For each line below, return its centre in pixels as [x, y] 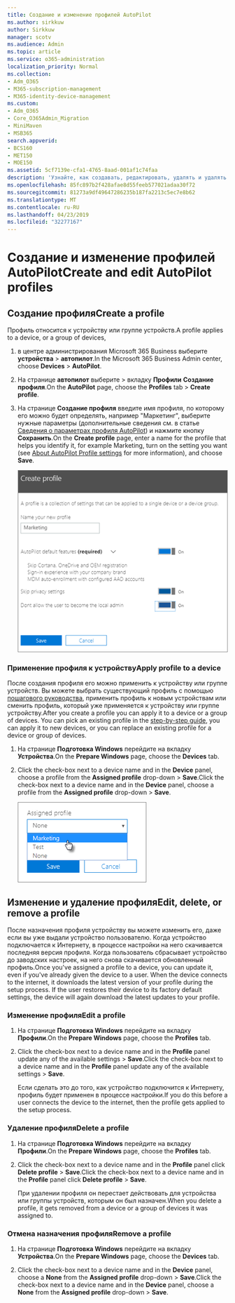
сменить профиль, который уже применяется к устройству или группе [113, 706]
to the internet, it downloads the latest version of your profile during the [110, 982]
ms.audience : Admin [36, 45]
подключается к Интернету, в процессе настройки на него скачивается [115, 945]
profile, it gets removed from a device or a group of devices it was [113, 1208]
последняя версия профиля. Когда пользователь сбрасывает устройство [117, 953]
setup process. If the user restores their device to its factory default [105, 990]
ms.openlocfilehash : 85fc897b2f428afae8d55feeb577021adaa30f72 [101, 185]
